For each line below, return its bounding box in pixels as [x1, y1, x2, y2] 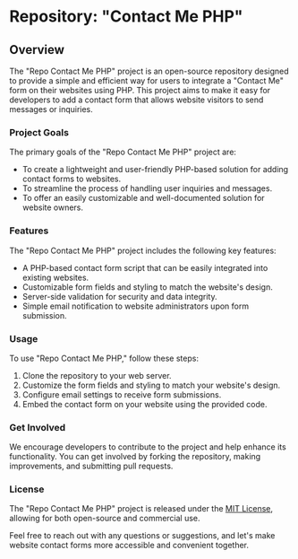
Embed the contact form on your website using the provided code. [21, 398, 268, 409]
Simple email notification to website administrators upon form [21, 301, 249, 311]
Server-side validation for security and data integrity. [21, 291, 217, 301]
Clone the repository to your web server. [21, 370, 172, 380]
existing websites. [21, 272, 89, 283]
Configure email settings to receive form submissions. [21, 389, 222, 400]
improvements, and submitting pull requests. [9, 460, 174, 472]
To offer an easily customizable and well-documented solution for [21, 193, 266, 204]
